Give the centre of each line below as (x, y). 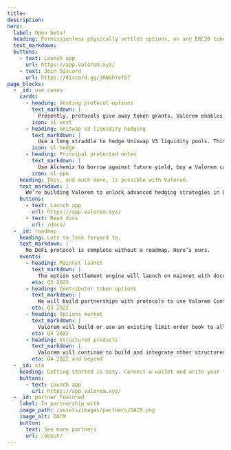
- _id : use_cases (38, 90)
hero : (15, 26)
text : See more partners (61, 429)
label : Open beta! (40, 33)
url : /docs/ (49, 224)
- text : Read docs (52, 218)
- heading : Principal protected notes (81, 154)
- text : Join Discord (50, 71)
